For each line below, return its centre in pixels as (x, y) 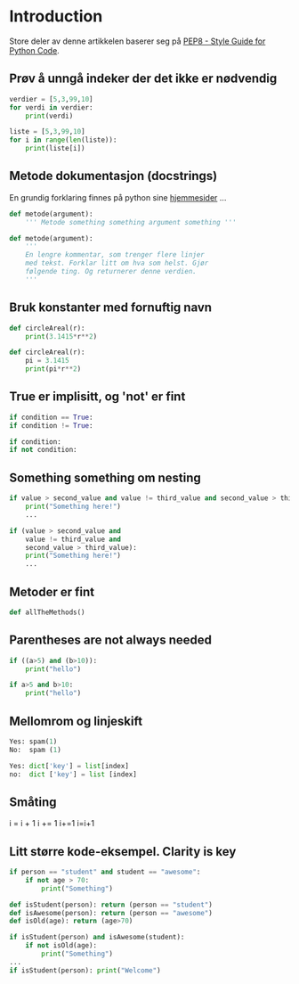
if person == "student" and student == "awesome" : (105, 872)
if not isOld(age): (61, 946)
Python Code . (34, 50)
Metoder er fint (52, 591)
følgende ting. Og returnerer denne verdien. (111, 272)
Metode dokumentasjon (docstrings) (113, 176)
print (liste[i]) (56, 149)
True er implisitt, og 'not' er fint (97, 397)
